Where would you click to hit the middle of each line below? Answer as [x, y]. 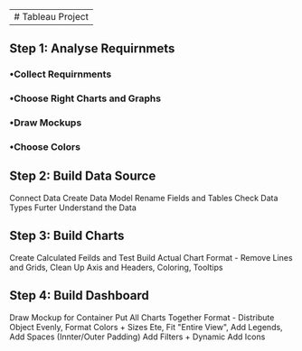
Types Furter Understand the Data [73, 208]
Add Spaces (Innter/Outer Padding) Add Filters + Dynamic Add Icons [137, 337]
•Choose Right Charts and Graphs [85, 98]
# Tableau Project [51, 17]
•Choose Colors [45, 147]
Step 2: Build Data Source [83, 176]
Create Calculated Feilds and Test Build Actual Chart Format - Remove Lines [151, 257]
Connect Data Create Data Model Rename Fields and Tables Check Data [144, 198]
